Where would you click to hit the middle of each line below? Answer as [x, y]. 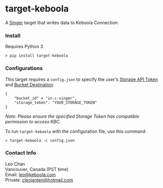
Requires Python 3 [24, 47]
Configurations [24, 68]
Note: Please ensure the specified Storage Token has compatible [72, 116]
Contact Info [21, 153]
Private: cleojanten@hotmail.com [39, 180]
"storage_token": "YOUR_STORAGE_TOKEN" [56, 103]
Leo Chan [15, 164]
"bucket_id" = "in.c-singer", [46, 98]
